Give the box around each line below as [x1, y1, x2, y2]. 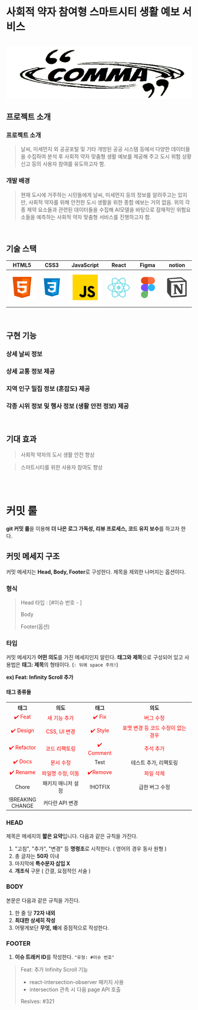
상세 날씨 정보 [6, 349, 43, 358]
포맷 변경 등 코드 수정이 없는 [122, 724, 187, 731]
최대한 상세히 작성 [14, 917, 56, 924]
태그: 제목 [21, 661, 44, 668]
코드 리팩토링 [45, 745, 76, 752]
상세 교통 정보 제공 [6, 367, 55, 375]
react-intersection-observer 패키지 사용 [29, 979, 124, 986]
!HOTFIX [89, 783, 110, 790]
